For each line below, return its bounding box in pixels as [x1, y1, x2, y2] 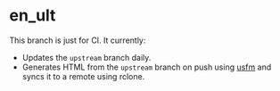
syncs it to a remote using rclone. [21, 70, 145, 81]
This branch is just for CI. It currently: [9, 35, 146, 45]
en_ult [9, 5, 56, 26]
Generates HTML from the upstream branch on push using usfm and [21, 62, 272, 72]
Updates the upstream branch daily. [21, 52, 152, 62]
